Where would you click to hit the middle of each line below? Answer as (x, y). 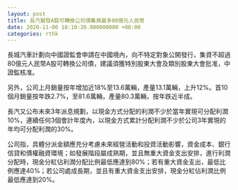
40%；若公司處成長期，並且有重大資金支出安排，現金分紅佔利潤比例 (126, 171)
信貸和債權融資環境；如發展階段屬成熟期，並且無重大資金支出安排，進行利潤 (119, 153)
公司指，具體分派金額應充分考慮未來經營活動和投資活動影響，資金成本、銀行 (119, 144)
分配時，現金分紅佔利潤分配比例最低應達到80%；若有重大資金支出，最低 (114, 162)
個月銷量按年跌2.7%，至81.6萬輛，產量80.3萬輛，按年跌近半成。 (102, 96)
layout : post (27, 14)
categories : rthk (33, 34)
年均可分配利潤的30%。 (42, 129)
